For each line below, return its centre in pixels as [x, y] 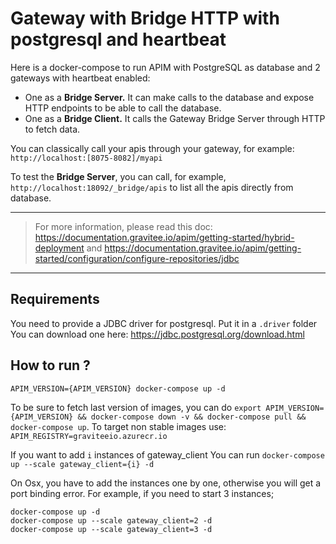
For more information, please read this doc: [123, 226]
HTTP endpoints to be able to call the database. [123, 108]
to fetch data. [52, 129]
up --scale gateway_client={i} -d [82, 464]
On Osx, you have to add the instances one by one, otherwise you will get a [166, 483]
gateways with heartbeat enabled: [80, 78]
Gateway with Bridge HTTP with [145, 18]
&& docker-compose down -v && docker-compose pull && [192, 417]
